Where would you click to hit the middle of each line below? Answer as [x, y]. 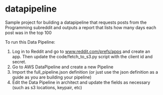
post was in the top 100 [28, 32]
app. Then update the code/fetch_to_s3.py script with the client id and [82, 56]
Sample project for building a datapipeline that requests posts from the [76, 22]
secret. [19, 62]
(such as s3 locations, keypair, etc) [47, 87]
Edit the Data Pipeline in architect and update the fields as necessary [81, 82]
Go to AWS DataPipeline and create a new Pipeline [63, 67]
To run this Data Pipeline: [30, 42]
